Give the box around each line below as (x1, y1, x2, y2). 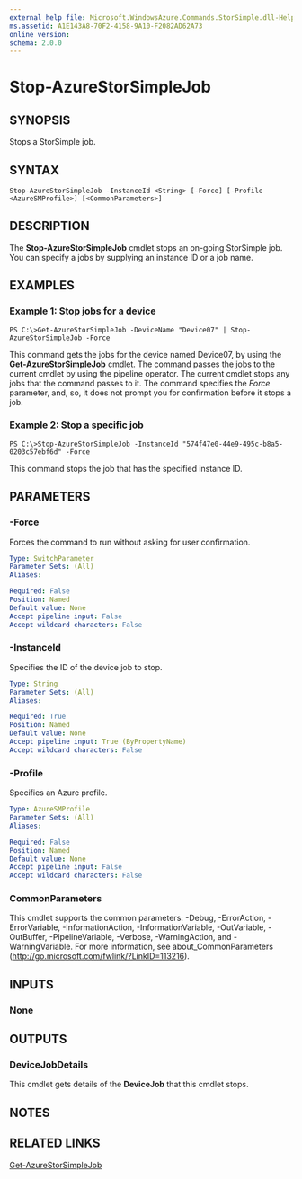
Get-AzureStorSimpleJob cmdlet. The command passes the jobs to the (9, 359, 276, 369)
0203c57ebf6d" (9, 447, 63, 457)
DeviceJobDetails (9, 1059, 88, 1071)
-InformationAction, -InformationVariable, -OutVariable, (62, 922, 267, 933)
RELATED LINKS (9, 1136, 101, 1151)
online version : (9, 30, 70, 39)
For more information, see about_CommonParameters (75, 941, 274, 953)
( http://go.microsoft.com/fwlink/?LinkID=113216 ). (9, 951, 191, 962)
